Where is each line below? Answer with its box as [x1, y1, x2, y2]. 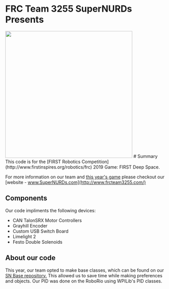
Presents [5, 14, 44, 25]
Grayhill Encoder [12, 222, 48, 229]
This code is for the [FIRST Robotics [5, 158, 81, 165]
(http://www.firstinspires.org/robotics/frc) [5, 164, 92, 170]
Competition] [81, 158, 109, 165]
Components [5, 194, 47, 203]
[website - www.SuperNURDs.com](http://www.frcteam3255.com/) [5, 179, 146, 185]
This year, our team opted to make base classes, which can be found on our [5, 267, 164, 273]
